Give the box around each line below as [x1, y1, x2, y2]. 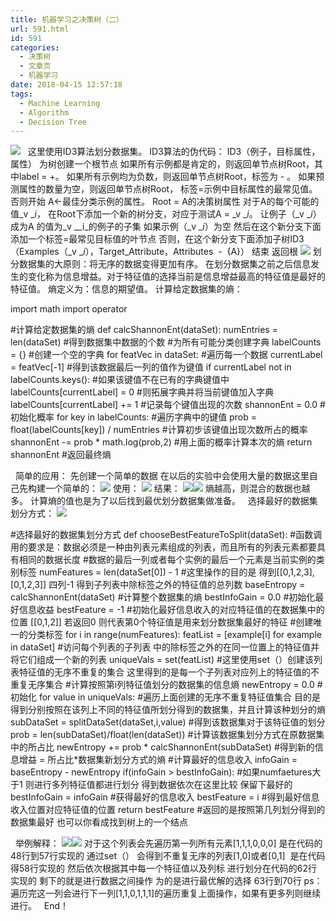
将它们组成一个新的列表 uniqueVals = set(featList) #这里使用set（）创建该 [10, 654, 314, 666]
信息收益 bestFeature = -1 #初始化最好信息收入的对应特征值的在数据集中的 [18, 604, 325, 616]
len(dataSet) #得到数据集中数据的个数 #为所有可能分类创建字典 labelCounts [10, 336, 322, 348]
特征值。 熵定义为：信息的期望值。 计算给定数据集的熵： [10, 283, 243, 295]
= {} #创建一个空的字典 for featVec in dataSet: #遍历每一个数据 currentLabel [10, 349, 323, 361]
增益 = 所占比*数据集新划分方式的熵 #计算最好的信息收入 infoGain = [18, 754, 298, 766]
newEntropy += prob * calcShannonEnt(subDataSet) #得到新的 [56, 741, 315, 753]
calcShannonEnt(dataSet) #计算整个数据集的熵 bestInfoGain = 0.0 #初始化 [10, 591, 316, 603]
